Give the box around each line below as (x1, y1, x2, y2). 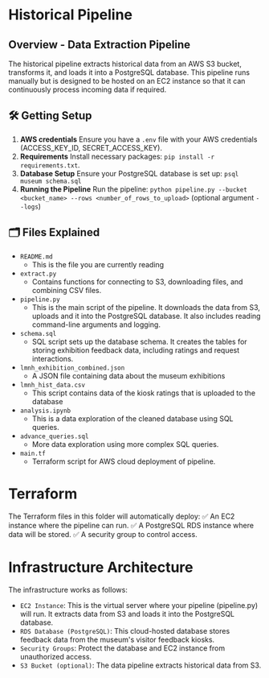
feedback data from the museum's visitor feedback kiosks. (19, 635, 215, 644)
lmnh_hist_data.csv (19, 381, 86, 389)
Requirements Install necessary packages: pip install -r (19, 151, 215, 161)
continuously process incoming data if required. (8, 85, 167, 94)
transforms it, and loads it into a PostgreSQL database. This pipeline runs (8, 68, 251, 77)
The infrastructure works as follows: (8, 585, 128, 594)
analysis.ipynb (19, 407, 71, 415)
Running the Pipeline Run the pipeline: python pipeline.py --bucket (19, 184, 247, 194)
